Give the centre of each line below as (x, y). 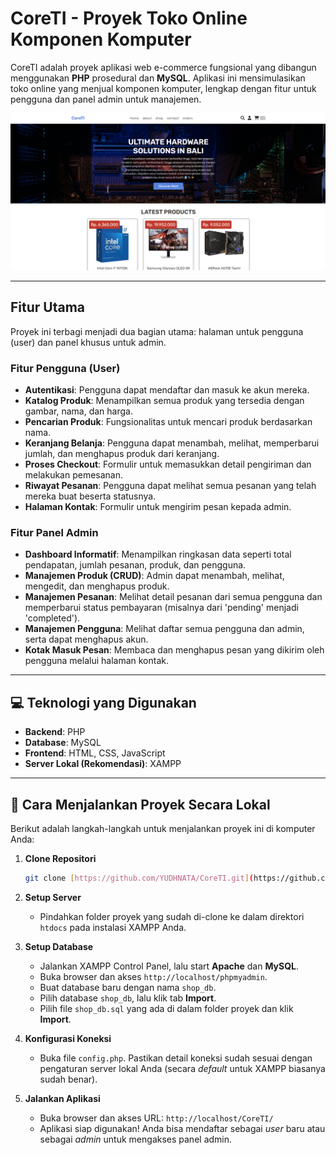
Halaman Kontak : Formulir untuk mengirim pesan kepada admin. (158, 507)
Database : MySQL (63, 743)
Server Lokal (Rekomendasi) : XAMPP (103, 764)
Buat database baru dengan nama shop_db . (128, 987)
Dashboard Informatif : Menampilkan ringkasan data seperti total (158, 554)
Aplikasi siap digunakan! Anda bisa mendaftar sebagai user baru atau (182, 1128)
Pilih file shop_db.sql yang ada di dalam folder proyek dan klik (166, 1008)
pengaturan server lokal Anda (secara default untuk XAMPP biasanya (182, 1068)
